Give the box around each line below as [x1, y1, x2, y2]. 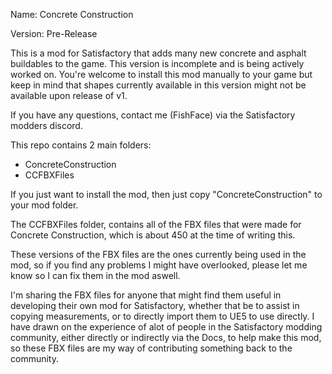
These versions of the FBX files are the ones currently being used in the [10, 249, 307, 260]
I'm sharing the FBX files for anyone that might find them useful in [10, 289, 282, 301]
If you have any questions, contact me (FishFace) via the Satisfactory [10, 109, 296, 121]
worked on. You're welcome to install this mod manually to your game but [10, 69, 313, 80]
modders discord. [10, 120, 83, 131]
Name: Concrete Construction [10, 9, 134, 20]
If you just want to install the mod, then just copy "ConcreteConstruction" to [10, 189, 323, 200]
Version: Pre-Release [10, 28, 98, 39]
